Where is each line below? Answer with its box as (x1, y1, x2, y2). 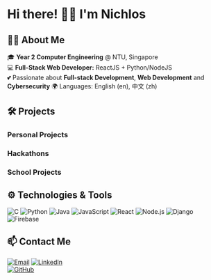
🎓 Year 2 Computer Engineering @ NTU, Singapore (7, 53, 158, 61)
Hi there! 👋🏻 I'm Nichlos (7, 6, 146, 22)
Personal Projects (7, 130, 68, 140)
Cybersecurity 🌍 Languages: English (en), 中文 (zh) (7, 82, 158, 90)
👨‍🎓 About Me (7, 34, 65, 46)
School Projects (7, 167, 62, 177)
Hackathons (7, 149, 49, 159)
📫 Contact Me (7, 236, 71, 248)
